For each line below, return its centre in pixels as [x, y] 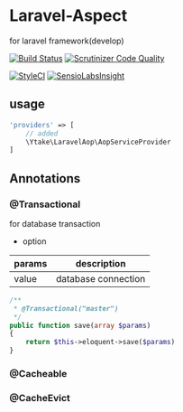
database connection [101, 278]
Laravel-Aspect [69, 16]
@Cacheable [38, 373]
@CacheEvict [40, 398]
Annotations [45, 178]
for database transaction [55, 223]
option [34, 241]
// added [42, 133]
